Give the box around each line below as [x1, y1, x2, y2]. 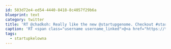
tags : [5, 31, 17, 36]
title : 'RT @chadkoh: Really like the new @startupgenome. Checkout [5, 21, 154, 27]
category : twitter [5, 17, 44, 22]
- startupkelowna [10, 36, 47, 41]
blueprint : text [5, 12, 40, 17]
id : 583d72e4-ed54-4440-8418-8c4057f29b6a [5, 7, 97, 13]
